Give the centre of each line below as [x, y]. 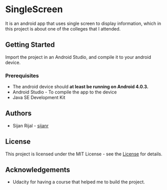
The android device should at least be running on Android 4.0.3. [80, 87]
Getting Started [30, 45]
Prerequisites [22, 76]
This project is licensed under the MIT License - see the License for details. [84, 154]
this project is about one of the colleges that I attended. [63, 28]
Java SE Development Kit [39, 98]
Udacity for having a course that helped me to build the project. [79, 182]
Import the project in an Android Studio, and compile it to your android [78, 57]
